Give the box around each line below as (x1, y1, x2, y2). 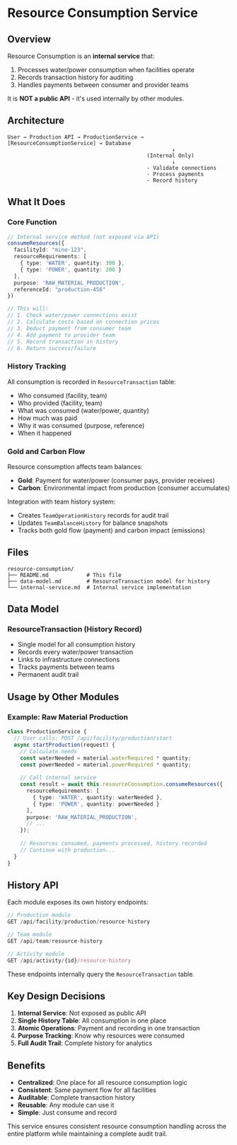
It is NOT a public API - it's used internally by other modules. (7, 94, 185, 103)
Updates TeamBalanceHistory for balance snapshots (17, 518, 168, 527)
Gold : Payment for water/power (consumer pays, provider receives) (17, 476, 216, 484)
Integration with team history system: (7, 497, 116, 506)
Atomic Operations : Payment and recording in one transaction (17, 1024, 200, 1033)
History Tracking (7, 361, 67, 371)
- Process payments (146, 170, 204, 178)
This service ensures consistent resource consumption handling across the (7, 1122, 227, 1131)
